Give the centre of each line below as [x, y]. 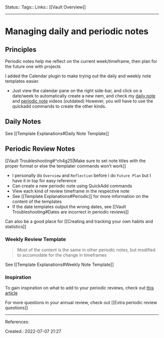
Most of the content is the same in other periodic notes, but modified [86, 250]
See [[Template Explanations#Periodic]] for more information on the [80, 196]
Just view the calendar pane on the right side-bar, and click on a [77, 91]
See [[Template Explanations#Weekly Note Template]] [59, 265]
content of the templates [37, 201]
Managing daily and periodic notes [77, 32]
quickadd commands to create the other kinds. [59, 106]
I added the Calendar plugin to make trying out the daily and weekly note [78, 76]
